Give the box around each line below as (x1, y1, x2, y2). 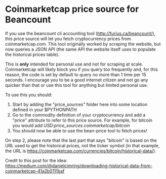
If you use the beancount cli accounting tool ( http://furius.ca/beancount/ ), (5, 30, 156, 36)
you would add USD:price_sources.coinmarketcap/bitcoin (12, 122, 130, 128)
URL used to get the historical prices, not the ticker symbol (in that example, (5, 142, 160, 148)
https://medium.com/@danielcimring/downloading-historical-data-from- (5, 163, 153, 169)
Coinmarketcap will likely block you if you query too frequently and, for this (5, 66, 158, 72)
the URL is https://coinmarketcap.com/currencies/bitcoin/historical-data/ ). (5, 148, 157, 154)
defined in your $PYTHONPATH (12, 107, 77, 113)
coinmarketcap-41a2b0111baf (5, 168, 65, 174)
